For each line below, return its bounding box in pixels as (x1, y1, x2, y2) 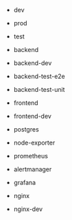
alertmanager (13, 165, 52, 173)
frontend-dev (13, 112, 51, 120)
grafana (13, 178, 36, 186)
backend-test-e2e (13, 72, 65, 80)
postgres (13, 125, 39, 133)
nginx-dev (13, 205, 43, 213)
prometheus (13, 152, 48, 160)
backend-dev (13, 59, 52, 67)
